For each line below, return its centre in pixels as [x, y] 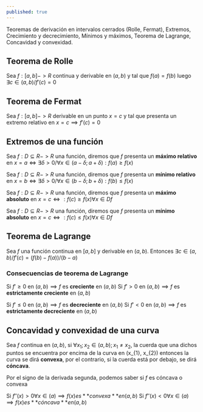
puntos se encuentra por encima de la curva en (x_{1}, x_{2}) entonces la [98, 352]
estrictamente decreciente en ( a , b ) [52, 311]
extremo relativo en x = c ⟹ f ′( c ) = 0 [53, 123]
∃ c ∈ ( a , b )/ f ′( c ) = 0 [31, 82]
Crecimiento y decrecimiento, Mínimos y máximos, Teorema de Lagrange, [99, 36]
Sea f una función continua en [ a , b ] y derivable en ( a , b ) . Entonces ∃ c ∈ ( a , [101, 251]
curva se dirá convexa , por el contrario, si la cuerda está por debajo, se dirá [101, 359]
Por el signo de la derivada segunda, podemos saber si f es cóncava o [95, 377]
